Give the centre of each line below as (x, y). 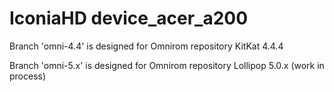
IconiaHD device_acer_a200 (129, 18)
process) (28, 76)
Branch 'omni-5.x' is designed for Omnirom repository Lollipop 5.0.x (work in (167, 65)
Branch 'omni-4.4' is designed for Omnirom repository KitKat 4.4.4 (146, 46)
